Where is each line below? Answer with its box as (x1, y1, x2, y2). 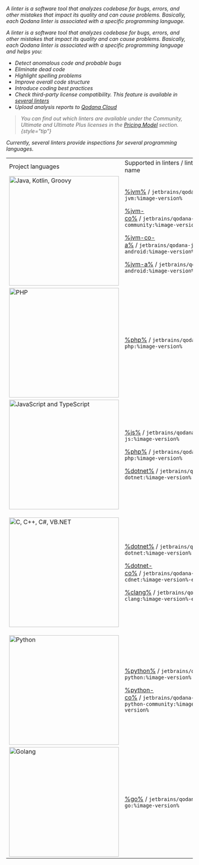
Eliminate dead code (14, 66, 65, 73)
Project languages (9, 162, 60, 171)
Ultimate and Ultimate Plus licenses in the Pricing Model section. (20, 121, 179, 128)
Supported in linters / (124, 159, 184, 166)
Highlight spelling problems (14, 72, 82, 79)
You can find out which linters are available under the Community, (20, 115, 182, 122)
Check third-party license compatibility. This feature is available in (14, 91, 178, 98)
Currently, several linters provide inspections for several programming (6, 139, 178, 146)
